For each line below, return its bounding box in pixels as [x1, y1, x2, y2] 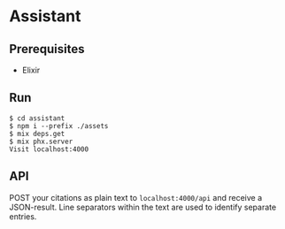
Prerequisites [9, 42, 85, 57]
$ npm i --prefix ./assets [9, 121, 109, 130]
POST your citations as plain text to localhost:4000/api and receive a [9, 192, 263, 202]
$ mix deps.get [9, 129, 65, 138]
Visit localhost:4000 [9, 144, 89, 154]
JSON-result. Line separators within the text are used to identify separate [9, 202, 277, 212]
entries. [9, 210, 37, 222]
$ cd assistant [9, 113, 65, 123]
